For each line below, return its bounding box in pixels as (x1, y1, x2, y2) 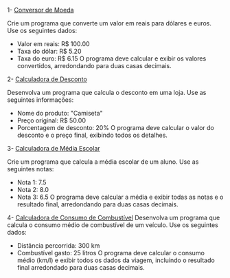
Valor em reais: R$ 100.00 (16, 40, 91, 47)
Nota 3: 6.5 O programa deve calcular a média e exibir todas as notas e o (16, 193, 224, 201)
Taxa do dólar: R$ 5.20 (16, 47, 82, 55)
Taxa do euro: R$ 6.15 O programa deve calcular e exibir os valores (16, 54, 207, 63)
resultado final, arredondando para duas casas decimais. (16, 200, 179, 208)
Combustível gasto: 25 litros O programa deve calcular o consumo (16, 249, 205, 257)
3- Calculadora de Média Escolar (7, 145, 101, 152)
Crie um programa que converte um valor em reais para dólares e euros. (7, 19, 211, 27)
